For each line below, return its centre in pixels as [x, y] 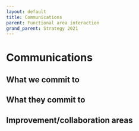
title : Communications [34, 17]
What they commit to [46, 100]
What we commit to [43, 79]
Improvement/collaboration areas [69, 120]
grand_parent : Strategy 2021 [42, 28]
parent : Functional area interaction [53, 23]
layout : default [26, 12]
